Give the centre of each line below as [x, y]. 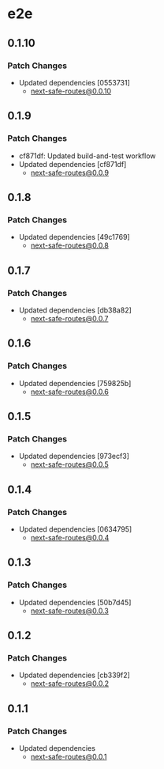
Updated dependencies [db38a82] [75, 310]
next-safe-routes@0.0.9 [70, 172]
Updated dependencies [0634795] [75, 529]
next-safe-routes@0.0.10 [71, 91]
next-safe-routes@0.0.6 [70, 392]
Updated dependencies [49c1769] [75, 237]
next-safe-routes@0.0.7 [69, 318]
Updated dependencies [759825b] [75, 383]
